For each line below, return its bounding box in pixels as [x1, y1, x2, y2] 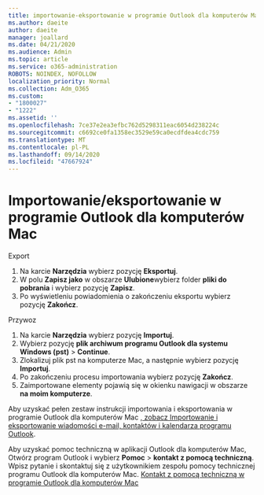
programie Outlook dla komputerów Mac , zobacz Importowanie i [8, 412, 218, 422]
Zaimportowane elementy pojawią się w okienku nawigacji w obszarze [19, 381, 248, 390]
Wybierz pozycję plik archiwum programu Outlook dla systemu [19, 339, 229, 349]
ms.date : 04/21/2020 [8, 41, 76, 49]
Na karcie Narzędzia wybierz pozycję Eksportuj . [19, 267, 178, 276]
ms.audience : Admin [8, 48, 72, 56]
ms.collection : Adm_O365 [8, 84, 90, 93]
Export [8, 251, 30, 260]
